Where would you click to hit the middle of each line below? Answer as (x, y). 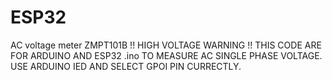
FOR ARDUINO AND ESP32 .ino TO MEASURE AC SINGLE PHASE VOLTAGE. (166, 55)
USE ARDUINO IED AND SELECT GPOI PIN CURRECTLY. (126, 66)
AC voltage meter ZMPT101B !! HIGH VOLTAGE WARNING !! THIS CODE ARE (166, 45)
